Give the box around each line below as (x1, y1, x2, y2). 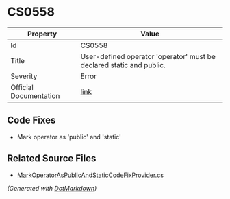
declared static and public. (80, 60, 166, 69)
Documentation (10, 91, 60, 100)
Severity (10, 71, 38, 81)
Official (10, 82, 34, 92)
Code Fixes (7, 115, 56, 126)
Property (27, 29, 57, 38)
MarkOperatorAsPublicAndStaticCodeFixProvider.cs (16, 171, 164, 179)
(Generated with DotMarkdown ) (7, 184, 97, 192)
